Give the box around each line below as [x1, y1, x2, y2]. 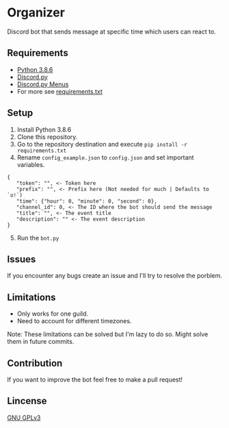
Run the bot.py [16, 234, 59, 242]
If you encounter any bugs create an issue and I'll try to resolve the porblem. [7, 272, 223, 280]
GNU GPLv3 [7, 413, 41, 422]
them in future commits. [7, 338, 75, 346]
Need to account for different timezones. [16, 317, 132, 325]
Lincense [7, 395, 47, 407]
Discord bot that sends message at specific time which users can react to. [7, 27, 217, 36]
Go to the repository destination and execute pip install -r [16, 140, 188, 148]
